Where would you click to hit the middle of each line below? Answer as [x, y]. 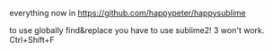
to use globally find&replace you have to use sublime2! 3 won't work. [137, 30]
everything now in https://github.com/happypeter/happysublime [128, 13]
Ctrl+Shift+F [32, 40]
